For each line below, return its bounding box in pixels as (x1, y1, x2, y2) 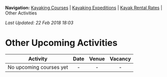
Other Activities (5, 10, 37, 16)
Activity (28, 55, 48, 62)
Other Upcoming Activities (5, 37, 118, 48)
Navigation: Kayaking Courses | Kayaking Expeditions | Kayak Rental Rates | (5, 5, 163, 10)
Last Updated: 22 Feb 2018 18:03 (5, 20, 74, 25)
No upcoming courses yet (7, 63, 68, 70)
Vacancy (109, 55, 131, 62)
